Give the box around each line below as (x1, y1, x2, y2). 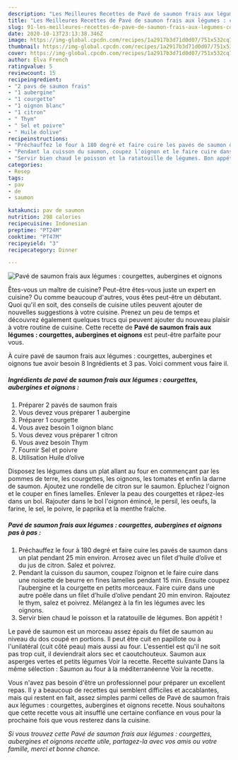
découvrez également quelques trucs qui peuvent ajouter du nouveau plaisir (8, 316, 230, 324)
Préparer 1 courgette (18, 416, 78, 424)
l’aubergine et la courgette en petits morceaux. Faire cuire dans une (18, 583, 215, 592)
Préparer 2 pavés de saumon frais (18, 400, 118, 410)
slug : (8, 23, 24, 30)
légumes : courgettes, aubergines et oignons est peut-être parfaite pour (8, 331, 222, 339)
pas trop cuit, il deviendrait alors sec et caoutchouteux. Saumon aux (8, 650, 206, 658)
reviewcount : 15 (8, 69, 56, 76)
